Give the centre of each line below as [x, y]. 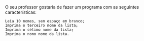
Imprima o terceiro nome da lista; [42, 25]
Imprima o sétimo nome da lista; [39, 30]
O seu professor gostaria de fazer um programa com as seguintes [72, 7]
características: [21, 12]
